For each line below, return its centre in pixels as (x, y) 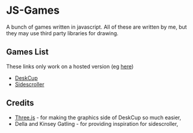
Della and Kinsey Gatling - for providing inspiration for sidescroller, (96, 123)
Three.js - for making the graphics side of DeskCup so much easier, (98, 117)
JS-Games (33, 10)
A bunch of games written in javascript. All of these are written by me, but (96, 27)
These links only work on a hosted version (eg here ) (70, 66)
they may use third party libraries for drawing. (63, 33)
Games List (27, 52)
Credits (20, 103)
